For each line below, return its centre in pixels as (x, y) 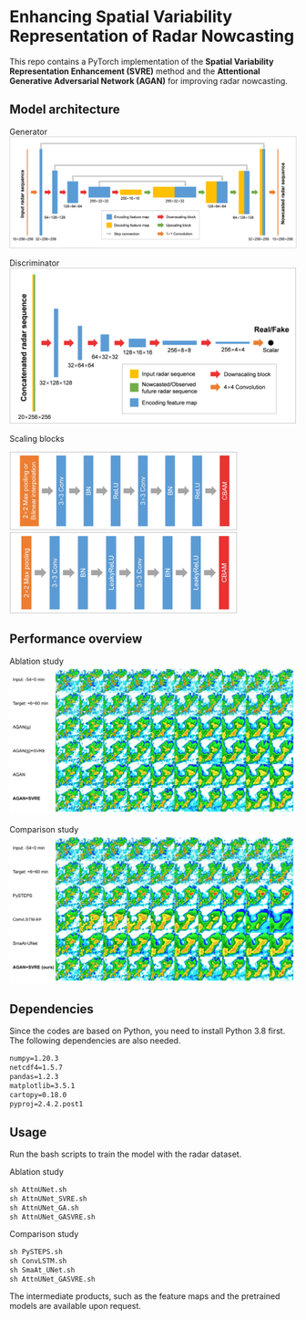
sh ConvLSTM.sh (38, 1262)
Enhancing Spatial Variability (121, 17)
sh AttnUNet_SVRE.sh (49, 1199)
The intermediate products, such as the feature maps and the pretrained (145, 1296)
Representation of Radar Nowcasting (152, 36)
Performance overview (76, 639)
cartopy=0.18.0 (38, 1095)
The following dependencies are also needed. (95, 1041)
